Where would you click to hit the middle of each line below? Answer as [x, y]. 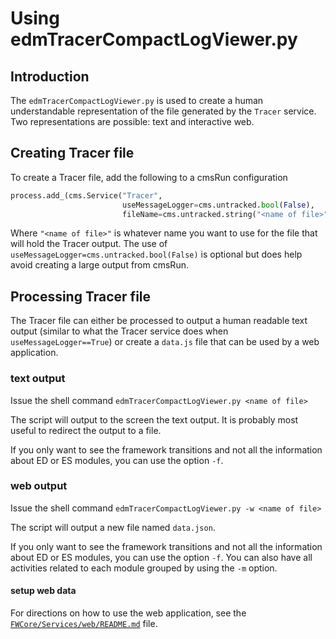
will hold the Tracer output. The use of [89, 244]
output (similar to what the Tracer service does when [119, 331]
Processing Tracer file [81, 296]
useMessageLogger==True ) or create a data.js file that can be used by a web [165, 342]
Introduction [50, 76]
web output [39, 486]
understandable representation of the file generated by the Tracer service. [163, 111]
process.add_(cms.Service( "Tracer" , [86, 195]
